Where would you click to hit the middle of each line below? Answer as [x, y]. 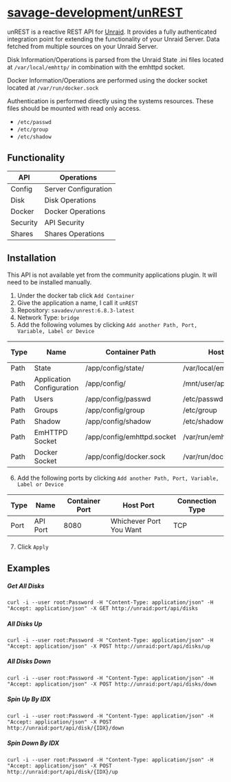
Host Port [139, 505]
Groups [46, 410]
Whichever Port [136, 521]
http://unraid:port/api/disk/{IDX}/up [63, 772]
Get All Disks [26, 586]
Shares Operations [75, 233]
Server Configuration [78, 189]
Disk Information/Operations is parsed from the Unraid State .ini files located [115, 59]
